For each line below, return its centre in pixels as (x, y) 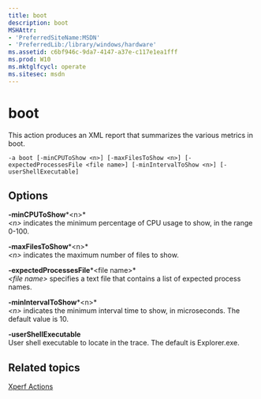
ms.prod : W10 (30, 60)
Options (28, 195)
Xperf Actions (31, 386)
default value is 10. (39, 319)
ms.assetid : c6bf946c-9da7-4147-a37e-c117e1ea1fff (93, 52)
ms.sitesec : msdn (37, 74)
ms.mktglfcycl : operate (47, 67)
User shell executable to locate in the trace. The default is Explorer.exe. (124, 343)
